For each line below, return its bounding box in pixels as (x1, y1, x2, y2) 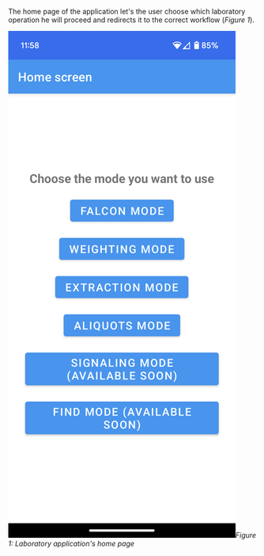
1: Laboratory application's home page (8, 539, 135, 548)
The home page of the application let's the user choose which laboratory (8, 7, 246, 16)
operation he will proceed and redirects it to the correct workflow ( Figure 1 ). (8, 15, 255, 25)
